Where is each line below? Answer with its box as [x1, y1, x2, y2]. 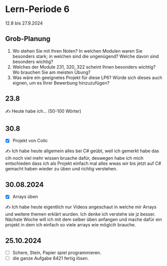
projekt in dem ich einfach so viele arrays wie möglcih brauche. [5, 222, 136, 228]
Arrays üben [12, 194, 39, 200]
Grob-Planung [5, 35, 51, 43]
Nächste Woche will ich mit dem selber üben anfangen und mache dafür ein [5, 216, 162, 222]
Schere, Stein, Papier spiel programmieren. [12, 249, 101, 256]
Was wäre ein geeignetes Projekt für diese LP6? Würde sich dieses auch [12, 74, 162, 81]
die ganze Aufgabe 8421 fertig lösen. [12, 255, 89, 261]
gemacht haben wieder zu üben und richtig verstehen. [5, 166, 118, 172]
